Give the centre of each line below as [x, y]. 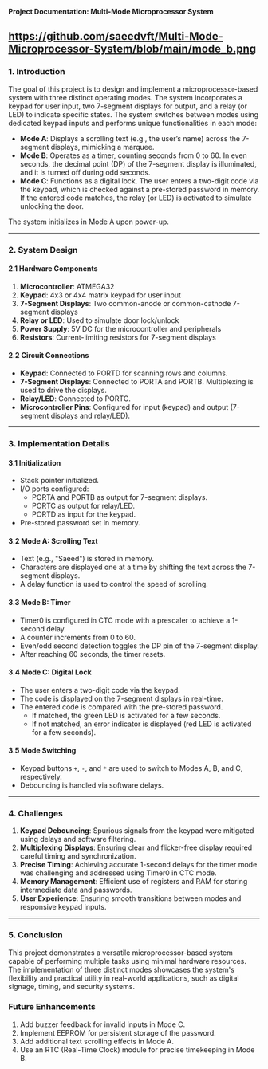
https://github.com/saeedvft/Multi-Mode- [116, 36]
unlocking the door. [51, 206]
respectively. [41, 776]
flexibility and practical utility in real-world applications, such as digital [124, 978]
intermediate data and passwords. [76, 890]
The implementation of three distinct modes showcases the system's [122, 969]
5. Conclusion [36, 935]
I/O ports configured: [54, 489]
